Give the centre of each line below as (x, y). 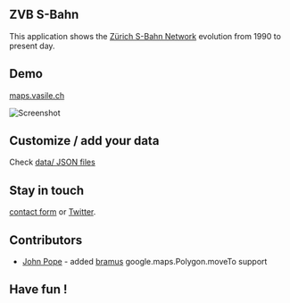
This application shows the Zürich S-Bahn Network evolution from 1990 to (145, 36)
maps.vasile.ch (37, 95)
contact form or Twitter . (53, 212)
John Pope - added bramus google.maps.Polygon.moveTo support (145, 262)
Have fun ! (38, 290)
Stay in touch (47, 190)
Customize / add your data (84, 141)
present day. (32, 46)
